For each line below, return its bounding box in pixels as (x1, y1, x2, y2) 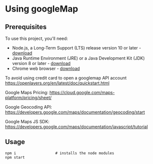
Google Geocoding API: (5, 104, 52, 110)
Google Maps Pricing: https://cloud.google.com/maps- (5, 90, 115, 95)
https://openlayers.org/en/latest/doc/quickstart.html (5, 80, 110, 86)
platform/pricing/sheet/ (5, 95, 52, 100)
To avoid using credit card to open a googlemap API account (5, 75, 127, 81)
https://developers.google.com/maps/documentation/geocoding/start (5, 109, 145, 115)
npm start (5, 155, 25, 160)
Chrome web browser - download (12, 66, 80, 71)
